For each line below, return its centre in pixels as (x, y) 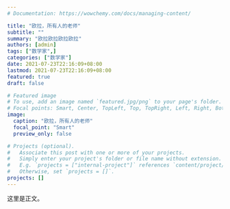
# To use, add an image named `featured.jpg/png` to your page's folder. (115, 102)
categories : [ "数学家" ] (39, 58)
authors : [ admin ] (32, 45)
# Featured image (32, 96)
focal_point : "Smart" (44, 127)
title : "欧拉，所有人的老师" (44, 26)
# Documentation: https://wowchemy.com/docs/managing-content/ (99, 13)
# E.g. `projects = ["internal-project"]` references (88, 165)
